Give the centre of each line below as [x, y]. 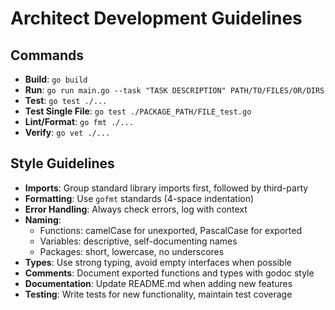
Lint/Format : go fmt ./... [79, 121]
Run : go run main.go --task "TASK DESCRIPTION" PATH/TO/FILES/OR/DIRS [174, 90]
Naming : [43, 219]
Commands [47, 55]
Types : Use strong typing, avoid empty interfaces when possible [158, 262]
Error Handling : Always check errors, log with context [136, 209]
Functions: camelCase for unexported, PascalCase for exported [170, 230]
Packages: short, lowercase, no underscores [132, 251]
